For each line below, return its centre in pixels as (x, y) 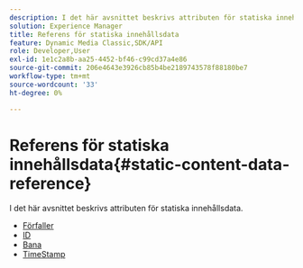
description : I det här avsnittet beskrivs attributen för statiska (141, 18)
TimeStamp (44, 255)
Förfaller (38, 226)
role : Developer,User (50, 51)
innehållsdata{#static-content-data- (150, 164)
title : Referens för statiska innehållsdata (94, 34)
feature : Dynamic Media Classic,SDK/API (87, 43)
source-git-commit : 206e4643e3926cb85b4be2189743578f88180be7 (129, 68)
